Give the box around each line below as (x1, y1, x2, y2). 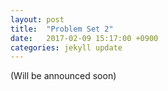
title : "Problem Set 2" (10, 24, 114, 34)
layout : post (10, 14, 65, 25)
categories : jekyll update (10, 42, 123, 53)
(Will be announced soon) (10, 70, 117, 82)
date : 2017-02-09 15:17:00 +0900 (10, 33, 159, 43)
